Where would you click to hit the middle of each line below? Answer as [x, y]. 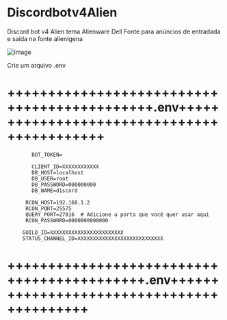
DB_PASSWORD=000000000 [64, 185]
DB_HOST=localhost [58, 172]
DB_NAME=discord [55, 190]
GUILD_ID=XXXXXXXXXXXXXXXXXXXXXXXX [73, 232]
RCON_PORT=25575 [48, 209]
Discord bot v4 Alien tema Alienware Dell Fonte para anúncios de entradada [114, 31]
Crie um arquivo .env [37, 65]
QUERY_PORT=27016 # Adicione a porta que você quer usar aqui [117, 214]
